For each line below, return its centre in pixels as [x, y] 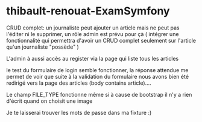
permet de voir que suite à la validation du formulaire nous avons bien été [97, 76]
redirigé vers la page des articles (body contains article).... [79, 83]
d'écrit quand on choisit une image [49, 101]
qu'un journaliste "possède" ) [43, 47]
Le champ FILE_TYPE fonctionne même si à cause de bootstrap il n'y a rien [99, 94]
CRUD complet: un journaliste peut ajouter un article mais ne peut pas [93, 28]
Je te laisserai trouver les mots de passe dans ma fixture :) [79, 112]
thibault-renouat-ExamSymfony [88, 11]
